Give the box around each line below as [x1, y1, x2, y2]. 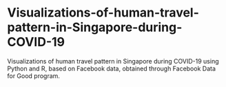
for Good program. [7, 71, 61, 80]
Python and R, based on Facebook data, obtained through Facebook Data [7, 64, 216, 72]
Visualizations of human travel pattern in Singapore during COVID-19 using [7, 57, 219, 65]
